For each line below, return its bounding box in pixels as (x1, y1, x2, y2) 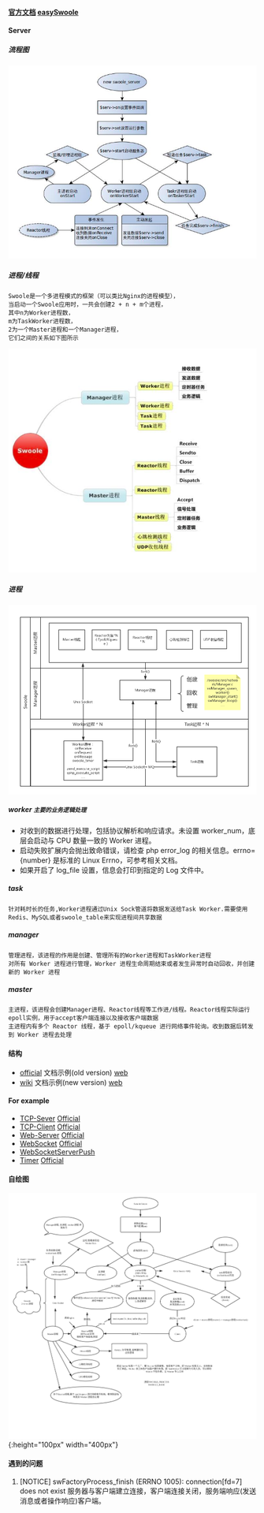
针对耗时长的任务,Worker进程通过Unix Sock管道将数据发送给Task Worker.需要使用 (8, 905, 248, 913)
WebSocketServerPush (19, 1147, 95, 1157)
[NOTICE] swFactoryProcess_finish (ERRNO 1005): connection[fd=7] (19, 1477, 243, 1486)
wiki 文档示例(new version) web (19, 1077, 123, 1087)
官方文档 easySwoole (8, 7, 79, 17)
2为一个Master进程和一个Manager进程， (8, 326, 123, 334)
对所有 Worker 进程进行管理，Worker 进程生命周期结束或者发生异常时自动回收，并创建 (8, 960, 255, 967)
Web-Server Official (19, 1130, 85, 1139)
